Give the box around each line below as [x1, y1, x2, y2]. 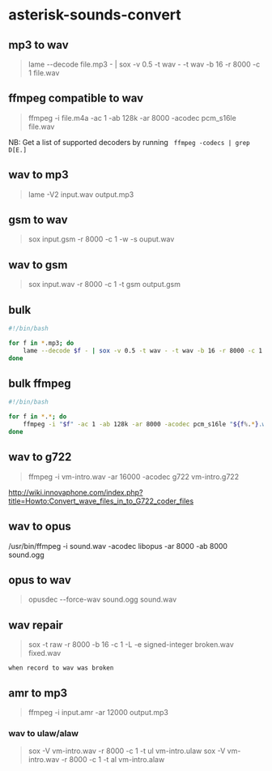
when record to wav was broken [8, 664, 114, 672]
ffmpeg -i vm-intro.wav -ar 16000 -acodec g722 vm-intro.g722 [28, 472, 240, 482]
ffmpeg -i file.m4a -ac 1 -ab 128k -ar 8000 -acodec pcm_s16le [28, 113, 236, 122]
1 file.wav [28, 68, 60, 78]
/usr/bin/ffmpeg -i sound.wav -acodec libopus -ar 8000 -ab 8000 [8, 541, 228, 550]
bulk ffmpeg [8, 376, 71, 390]
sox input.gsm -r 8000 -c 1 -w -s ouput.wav [28, 234, 175, 244]
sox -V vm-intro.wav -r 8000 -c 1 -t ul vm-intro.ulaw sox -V [28, 746, 226, 756]
